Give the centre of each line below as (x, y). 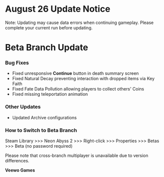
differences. (17, 161)
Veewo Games (20, 170)
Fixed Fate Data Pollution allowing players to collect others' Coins (78, 89)
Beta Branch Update (47, 48)
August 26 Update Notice (58, 9)
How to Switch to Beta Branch (41, 130)
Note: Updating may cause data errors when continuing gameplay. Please (79, 22)
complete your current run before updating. (49, 27)
